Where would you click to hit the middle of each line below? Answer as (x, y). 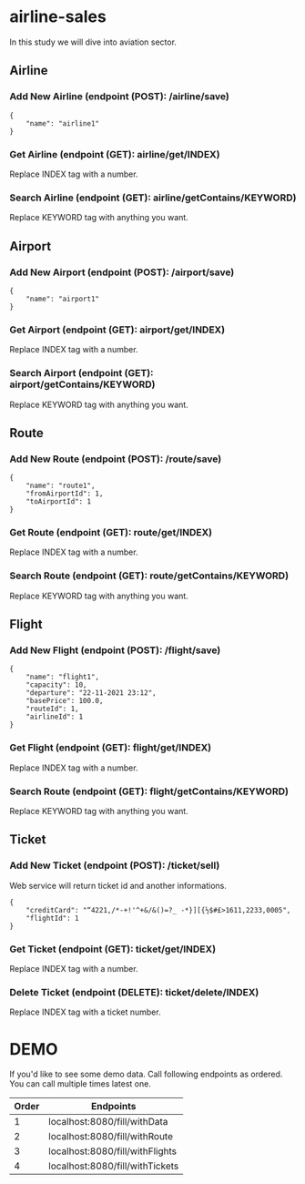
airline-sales (58, 17)
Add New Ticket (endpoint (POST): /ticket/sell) (115, 865)
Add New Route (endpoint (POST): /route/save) (116, 459)
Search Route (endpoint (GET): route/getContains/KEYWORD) (149, 576)
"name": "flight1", (63, 677)
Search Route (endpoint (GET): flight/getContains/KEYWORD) (149, 791)
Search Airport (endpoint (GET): (81, 373)
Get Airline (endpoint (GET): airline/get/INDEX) (115, 154)
